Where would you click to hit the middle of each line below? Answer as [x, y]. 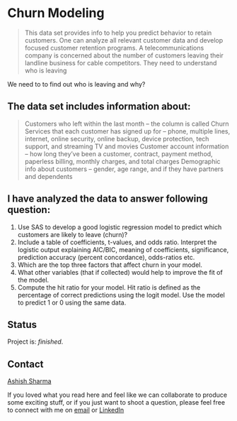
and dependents [48, 176]
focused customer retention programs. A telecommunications [114, 48]
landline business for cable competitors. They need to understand [121, 62]
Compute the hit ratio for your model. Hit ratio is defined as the [109, 287]
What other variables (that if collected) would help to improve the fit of [120, 272]
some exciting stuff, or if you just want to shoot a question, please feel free [116, 403]
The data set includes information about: [99, 107]
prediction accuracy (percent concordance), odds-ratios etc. [106, 257]
